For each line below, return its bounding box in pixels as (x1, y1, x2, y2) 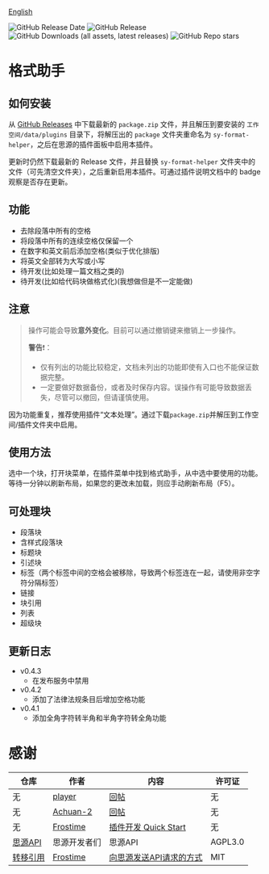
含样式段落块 (19, 537, 63, 548)
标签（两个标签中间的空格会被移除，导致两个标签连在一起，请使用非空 (19, 568, 254, 578)
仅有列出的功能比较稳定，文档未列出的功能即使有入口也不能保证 (39, 362, 252, 372)
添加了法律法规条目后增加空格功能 (31, 695, 146, 704)
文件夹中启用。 (31, 419, 82, 429)
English (8, 7, 33, 16)
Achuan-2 (52, 806, 93, 817)
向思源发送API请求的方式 (109, 852, 203, 863)
